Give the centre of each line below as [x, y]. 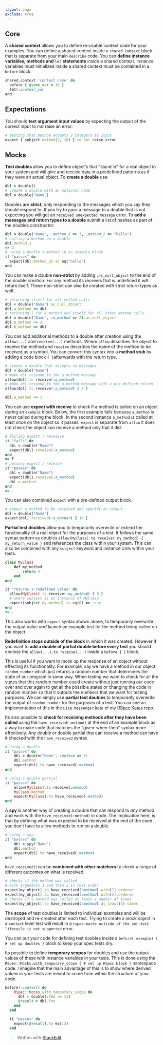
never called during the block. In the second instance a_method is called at [79, 417]
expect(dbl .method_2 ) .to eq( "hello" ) [48, 262]
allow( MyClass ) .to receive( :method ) [51, 787]
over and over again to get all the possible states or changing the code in [78, 687]
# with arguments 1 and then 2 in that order [52, 886]
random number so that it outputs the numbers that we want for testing [76, 692]
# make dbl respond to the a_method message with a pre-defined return [79, 384]
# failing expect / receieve [35, 437]
